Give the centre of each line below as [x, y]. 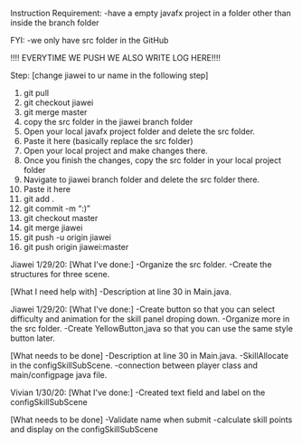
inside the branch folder [55, 23]
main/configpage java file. [59, 375]
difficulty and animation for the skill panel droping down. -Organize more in [150, 319]
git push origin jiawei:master [76, 247]
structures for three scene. [60, 274]
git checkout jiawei [58, 102]
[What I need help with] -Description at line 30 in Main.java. [121, 292]
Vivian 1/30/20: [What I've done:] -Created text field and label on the [138, 392]
